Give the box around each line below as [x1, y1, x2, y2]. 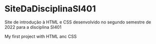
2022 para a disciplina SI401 [4, 24, 62, 30]
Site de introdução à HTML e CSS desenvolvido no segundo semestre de [4, 19, 152, 25]
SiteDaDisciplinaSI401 [4, 3, 96, 14]
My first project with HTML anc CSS [4, 33, 77, 39]
